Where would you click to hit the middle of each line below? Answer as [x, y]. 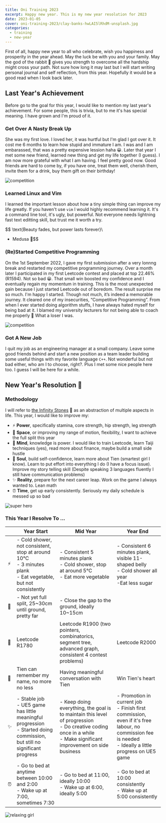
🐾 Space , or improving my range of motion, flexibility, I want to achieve [84, 432]
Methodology [22, 399]
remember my [33, 675]
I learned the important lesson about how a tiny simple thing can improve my [83, 204]
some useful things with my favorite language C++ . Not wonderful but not [79, 359]
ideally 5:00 [73, 793]
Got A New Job [23, 338]
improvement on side [84, 745]
